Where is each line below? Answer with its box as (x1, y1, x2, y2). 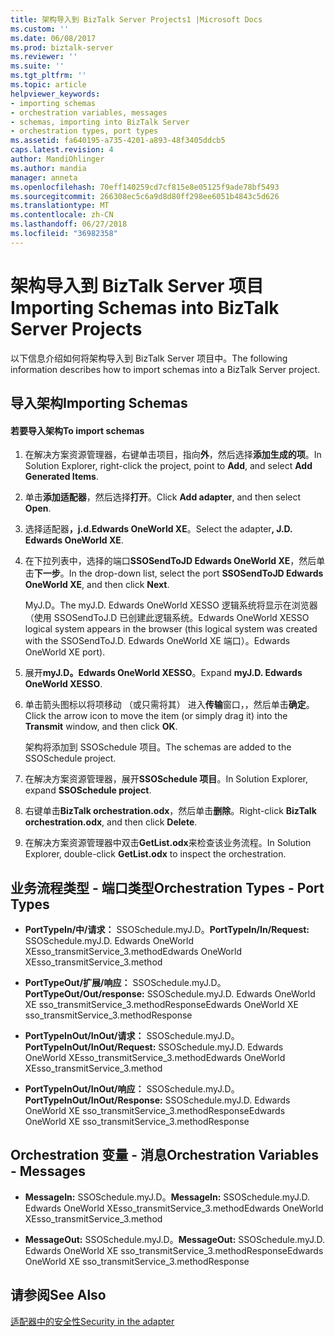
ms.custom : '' (10, 24, 70, 34)
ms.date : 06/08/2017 (10, 33, 97, 43)
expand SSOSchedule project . (24, 784, 152, 796)
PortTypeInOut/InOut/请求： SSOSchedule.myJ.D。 (24, 1030, 240, 1042)
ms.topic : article (10, 80, 87, 90)
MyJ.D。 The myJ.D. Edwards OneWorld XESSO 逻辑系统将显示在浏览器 (24, 599, 318, 611)
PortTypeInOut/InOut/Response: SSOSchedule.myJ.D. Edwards (24, 1094, 291, 1106)
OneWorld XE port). (24, 646, 106, 658)
